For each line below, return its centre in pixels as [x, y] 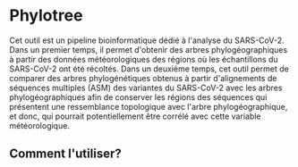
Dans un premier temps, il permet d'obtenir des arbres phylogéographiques [149, 49]
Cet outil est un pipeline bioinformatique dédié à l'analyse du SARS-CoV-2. [147, 40]
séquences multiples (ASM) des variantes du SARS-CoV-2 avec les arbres [146, 88]
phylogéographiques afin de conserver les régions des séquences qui [138, 97]
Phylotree [46, 16]
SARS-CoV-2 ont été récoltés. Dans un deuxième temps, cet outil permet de [149, 69]
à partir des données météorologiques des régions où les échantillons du [144, 59]
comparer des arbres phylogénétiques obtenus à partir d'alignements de [143, 78]
